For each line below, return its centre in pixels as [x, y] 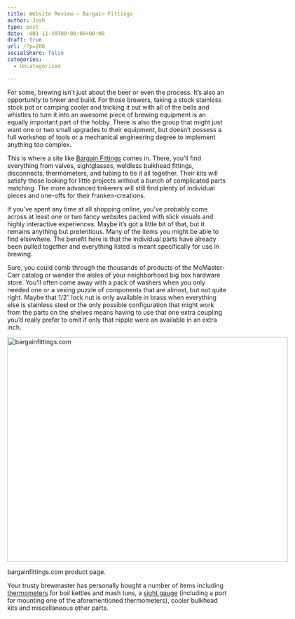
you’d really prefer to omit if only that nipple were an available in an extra [112, 320]
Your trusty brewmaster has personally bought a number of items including [116, 585]
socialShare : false [36, 53]
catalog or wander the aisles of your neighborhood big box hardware [121, 275]
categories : [25, 60]
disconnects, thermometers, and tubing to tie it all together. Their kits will [113, 173]
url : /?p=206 [26, 46]
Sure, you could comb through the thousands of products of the [100, 267]
